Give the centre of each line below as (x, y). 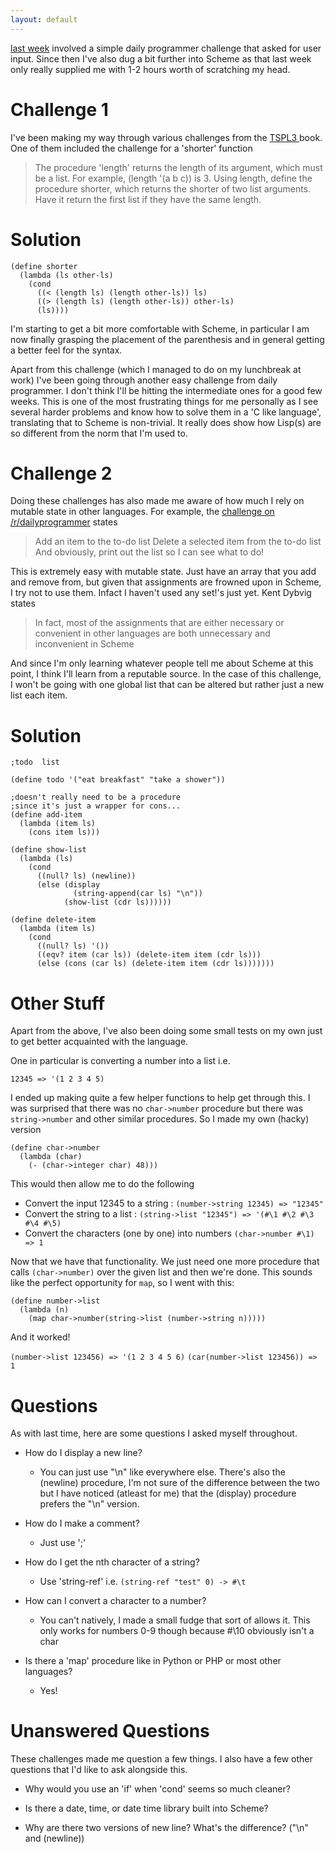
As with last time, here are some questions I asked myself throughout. (154, 1433)
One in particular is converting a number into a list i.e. (120, 1061)
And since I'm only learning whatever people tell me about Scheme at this (162, 663)
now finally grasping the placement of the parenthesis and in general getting (167, 339)
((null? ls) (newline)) (86, 876)
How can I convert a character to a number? (115, 1601)
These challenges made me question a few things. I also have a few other (161, 1759)
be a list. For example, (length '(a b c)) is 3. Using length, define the (173, 178)
